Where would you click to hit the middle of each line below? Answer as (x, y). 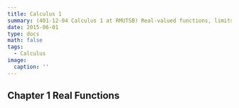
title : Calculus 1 (34, 14)
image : (17, 60)
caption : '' (32, 67)
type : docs (23, 34)
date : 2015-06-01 (33, 27)
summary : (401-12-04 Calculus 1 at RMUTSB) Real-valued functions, (110, 21)
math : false (25, 40)
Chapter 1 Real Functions (63, 96)
